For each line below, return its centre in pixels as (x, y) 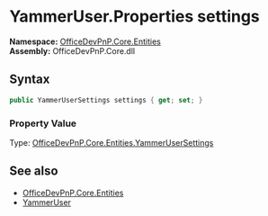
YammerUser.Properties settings (135, 17)
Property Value (43, 123)
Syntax (30, 80)
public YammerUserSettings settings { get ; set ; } (106, 100)
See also (34, 171)
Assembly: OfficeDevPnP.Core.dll (72, 50)
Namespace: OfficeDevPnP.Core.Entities (85, 41)
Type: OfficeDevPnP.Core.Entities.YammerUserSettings (112, 142)
